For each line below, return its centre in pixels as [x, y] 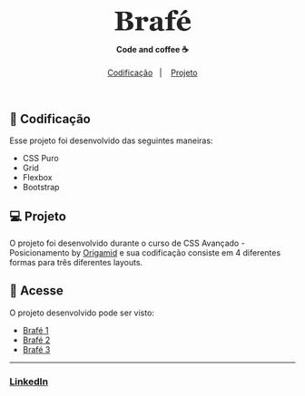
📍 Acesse [36, 291]
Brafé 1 [35, 330]
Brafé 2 [36, 340]
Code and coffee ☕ [152, 49]
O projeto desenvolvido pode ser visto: [82, 313]
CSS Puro [40, 159]
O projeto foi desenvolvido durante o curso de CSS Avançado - [127, 243]
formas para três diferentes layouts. [76, 262]
